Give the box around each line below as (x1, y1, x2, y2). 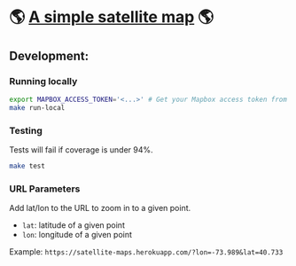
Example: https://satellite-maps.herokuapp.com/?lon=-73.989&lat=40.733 (9, 246, 284, 257)
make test (9, 161, 46, 170)
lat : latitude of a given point (21, 220, 126, 231)
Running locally (9, 74, 78, 87)
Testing (9, 124, 43, 137)
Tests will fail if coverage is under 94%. (9, 144, 153, 155)
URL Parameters (9, 183, 81, 195)
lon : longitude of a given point (21, 230, 133, 240)
